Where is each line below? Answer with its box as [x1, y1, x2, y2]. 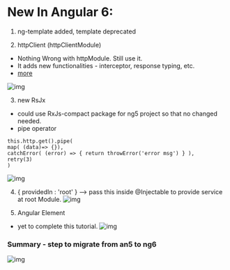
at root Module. [17, 195, 61, 203]
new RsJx [17, 95, 46, 104]
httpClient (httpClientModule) [17, 40, 102, 49]
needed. [17, 116, 42, 125]
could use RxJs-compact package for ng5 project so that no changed [17, 109, 217, 118]
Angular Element [17, 208, 66, 216]
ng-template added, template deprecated [17, 27, 136, 35]
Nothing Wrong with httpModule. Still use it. [17, 54, 143, 63]
